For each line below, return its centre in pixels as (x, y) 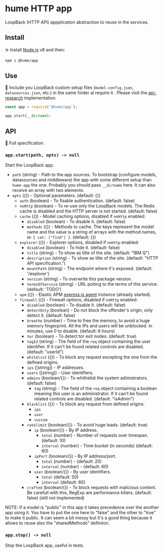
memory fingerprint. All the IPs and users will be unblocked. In (90, 326)
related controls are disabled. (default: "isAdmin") (84, 399)
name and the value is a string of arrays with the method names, (92, 232)
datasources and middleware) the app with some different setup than (82, 180)
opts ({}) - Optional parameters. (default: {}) (56, 196)
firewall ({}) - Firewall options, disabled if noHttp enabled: (79, 300)
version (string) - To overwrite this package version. (79, 279)
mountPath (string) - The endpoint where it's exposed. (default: (90, 268)
